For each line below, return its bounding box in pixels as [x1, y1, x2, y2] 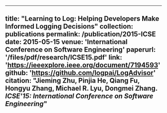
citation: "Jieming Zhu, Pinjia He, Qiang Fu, [5, 76, 140, 85]
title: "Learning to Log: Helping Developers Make [5, 14, 160, 23]
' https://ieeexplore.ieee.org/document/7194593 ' [5, 61, 161, 69]
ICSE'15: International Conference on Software [5, 92, 154, 101]
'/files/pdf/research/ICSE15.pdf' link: [5, 53, 123, 62]
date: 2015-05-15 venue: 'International [5, 38, 128, 46]
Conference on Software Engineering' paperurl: [5, 46, 156, 54]
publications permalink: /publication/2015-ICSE [5, 30, 156, 39]
